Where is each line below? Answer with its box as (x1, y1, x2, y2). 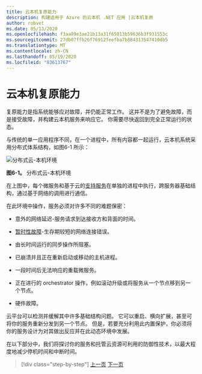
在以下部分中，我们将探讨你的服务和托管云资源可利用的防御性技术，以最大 (6, 340, 191, 347)
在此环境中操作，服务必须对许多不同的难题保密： (6, 203, 127, 210)
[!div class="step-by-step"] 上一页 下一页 (20, 361, 124, 368)
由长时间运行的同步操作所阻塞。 (14, 241, 94, 248)
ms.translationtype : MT (6, 43, 66, 49)
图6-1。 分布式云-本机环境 (6, 170, 72, 177)
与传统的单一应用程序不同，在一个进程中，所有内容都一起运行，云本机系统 (6, 136, 191, 144)
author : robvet (6, 20, 44, 26)
